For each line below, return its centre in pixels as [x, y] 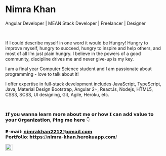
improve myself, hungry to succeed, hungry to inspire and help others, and [83, 48]
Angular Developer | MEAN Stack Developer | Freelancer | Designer [75, 23]
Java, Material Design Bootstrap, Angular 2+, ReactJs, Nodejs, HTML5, [79, 89]
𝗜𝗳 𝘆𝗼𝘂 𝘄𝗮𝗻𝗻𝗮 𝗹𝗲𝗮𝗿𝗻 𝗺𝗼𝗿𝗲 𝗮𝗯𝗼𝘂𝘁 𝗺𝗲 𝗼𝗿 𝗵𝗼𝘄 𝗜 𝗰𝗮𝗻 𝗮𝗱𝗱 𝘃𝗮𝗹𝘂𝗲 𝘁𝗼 [79, 114]
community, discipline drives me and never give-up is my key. [70, 59]
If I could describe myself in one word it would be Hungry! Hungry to [77, 43]
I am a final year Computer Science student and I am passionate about [78, 69]
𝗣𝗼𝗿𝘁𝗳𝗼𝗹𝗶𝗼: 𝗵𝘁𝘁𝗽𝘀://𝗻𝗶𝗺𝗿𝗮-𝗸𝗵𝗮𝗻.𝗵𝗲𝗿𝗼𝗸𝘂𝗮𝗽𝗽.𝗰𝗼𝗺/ [61, 137]
